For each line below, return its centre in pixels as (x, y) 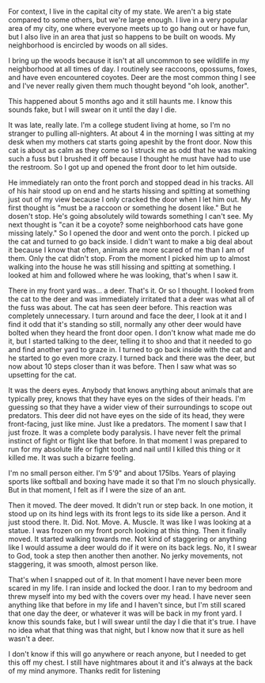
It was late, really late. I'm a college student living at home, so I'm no (119, 125)
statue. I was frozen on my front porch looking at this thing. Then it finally (127, 530)
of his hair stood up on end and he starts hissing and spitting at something (129, 191)
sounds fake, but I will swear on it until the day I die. (93, 109)
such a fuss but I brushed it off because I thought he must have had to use (130, 159)
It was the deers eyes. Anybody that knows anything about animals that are (131, 390)
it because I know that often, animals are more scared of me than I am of (127, 250)
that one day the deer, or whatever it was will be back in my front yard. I (125, 613)
